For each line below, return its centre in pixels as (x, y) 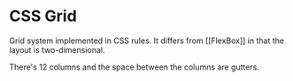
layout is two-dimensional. (57, 49)
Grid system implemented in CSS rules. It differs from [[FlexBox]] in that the (147, 40)
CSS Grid (43, 16)
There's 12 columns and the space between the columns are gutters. (134, 67)
